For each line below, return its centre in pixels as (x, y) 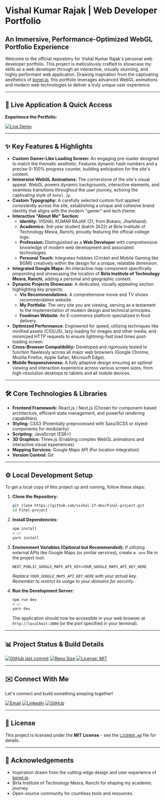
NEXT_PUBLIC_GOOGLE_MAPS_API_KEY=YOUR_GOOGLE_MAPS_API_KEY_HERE (79, 567)
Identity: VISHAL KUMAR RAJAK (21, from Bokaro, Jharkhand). (83, 221)
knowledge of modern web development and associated (77, 247)
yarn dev (21, 609)
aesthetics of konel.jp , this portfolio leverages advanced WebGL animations (82, 80)
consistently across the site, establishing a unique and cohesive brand (83, 205)
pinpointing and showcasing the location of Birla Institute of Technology (86, 273)
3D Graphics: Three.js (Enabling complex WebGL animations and (78, 439)
